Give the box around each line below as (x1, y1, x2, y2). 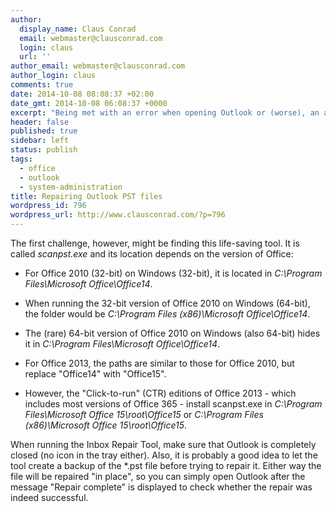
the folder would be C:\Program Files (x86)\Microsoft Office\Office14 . (24, 308, 311, 320)
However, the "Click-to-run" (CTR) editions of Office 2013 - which (24, 387, 297, 399)
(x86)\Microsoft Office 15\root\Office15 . (24, 419, 188, 431)
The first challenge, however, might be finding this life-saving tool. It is (10, 237, 300, 249)
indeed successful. (10, 492, 89, 503)
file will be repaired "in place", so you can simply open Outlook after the (10, 471, 306, 482)
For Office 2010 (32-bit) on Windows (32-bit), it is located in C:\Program (24, 267, 323, 279)
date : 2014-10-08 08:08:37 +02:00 (10, 89, 155, 99)
